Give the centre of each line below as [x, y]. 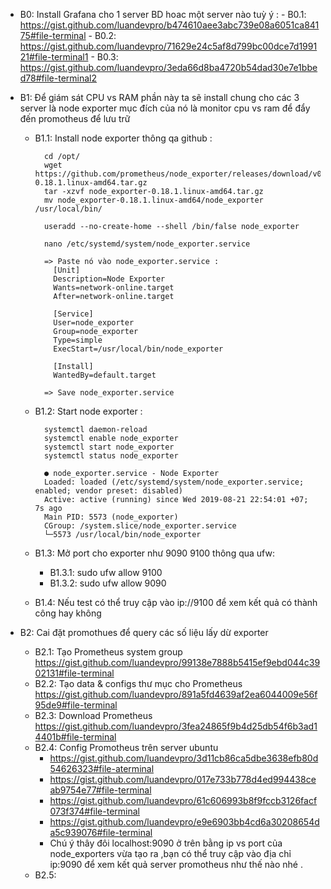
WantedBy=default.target [105, 375]
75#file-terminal [53, 35]
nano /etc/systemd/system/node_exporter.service [147, 244]
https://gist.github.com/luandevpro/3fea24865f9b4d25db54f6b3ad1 [176, 726]
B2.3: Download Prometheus [93, 715]
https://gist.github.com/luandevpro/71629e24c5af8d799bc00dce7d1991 [168, 46]
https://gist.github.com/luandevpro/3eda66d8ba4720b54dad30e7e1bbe [168, 67]
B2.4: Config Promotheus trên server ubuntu [126, 747]
